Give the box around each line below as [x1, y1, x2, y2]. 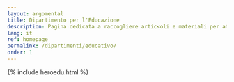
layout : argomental [7, 10, 64, 17]
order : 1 [7, 49, 33, 56]
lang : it [7, 29, 33, 37]
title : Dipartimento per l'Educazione [7, 17, 120, 24]
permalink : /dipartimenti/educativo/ [7, 42, 117, 49]
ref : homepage [7, 36, 49, 43]
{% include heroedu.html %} [7, 67, 89, 76]
